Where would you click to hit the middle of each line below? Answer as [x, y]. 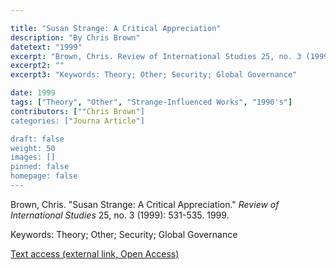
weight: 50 [33, 148]
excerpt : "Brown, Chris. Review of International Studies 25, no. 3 [156, 56]
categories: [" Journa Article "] [77, 121]
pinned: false [40, 167]
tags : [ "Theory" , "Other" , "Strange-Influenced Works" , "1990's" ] [151, 102]
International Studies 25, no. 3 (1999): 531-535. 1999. [120, 215]
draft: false [37, 139]
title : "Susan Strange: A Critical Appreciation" [116, 28]
